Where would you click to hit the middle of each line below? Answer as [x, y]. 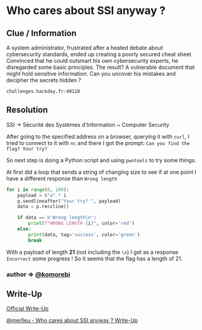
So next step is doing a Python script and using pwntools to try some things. [101, 160]
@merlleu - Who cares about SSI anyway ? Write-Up [72, 320]
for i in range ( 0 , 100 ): [38, 190]
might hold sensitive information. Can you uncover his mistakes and [91, 74]
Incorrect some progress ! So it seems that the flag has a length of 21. [94, 258]
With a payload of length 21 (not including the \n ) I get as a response [92, 252]
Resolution [27, 110]
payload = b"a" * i [42, 195]
